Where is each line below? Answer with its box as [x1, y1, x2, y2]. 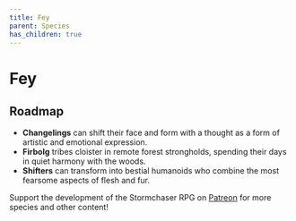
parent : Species [9, 21, 70, 30]
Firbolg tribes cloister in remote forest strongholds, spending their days [22, 147, 287, 157]
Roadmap [9, 104, 65, 119]
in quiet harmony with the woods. [22, 156, 146, 166]
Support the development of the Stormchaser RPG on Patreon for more [9, 192, 272, 203]
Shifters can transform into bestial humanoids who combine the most [22, 166, 280, 176]
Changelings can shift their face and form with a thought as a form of [22, 127, 281, 139]
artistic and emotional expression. [22, 137, 148, 148]
